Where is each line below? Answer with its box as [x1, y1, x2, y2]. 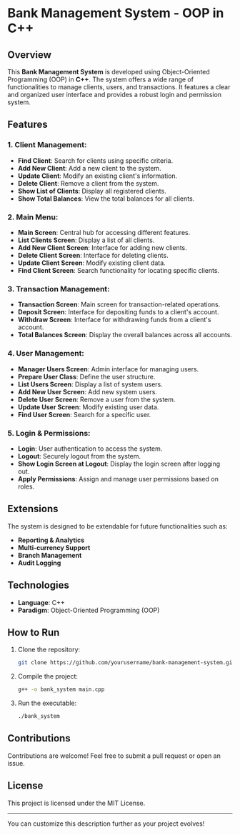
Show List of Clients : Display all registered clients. [17, 186, 166, 195]
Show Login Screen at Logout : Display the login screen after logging [17, 459, 221, 468]
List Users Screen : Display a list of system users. [17, 380, 163, 389]
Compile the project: [17, 672, 79, 681]
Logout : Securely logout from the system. [17, 451, 141, 460]
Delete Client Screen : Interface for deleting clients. [17, 251, 169, 259]
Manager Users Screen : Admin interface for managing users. [17, 364, 199, 373]
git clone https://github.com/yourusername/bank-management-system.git [17, 659, 236, 666]
